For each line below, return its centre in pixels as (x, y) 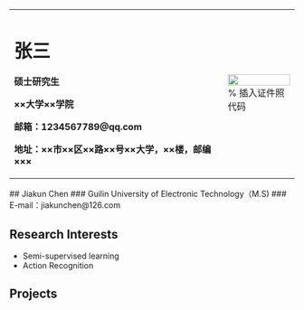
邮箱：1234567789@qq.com (78, 127)
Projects (33, 294)
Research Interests (64, 234)
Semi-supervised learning (71, 256)
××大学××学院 (44, 105)
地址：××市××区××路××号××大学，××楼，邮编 (113, 150)
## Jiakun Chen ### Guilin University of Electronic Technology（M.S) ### (148, 194)
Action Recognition (58, 266)
